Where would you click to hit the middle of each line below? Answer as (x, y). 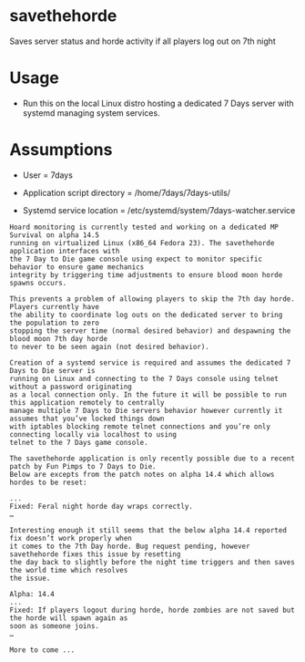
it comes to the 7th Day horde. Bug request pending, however (130, 546)
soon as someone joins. (55, 626)
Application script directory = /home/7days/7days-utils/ (126, 192)
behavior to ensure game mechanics (77, 267)
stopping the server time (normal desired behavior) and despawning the (150, 331)
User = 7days (47, 175)
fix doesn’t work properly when (71, 538)
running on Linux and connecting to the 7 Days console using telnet (144, 378)
